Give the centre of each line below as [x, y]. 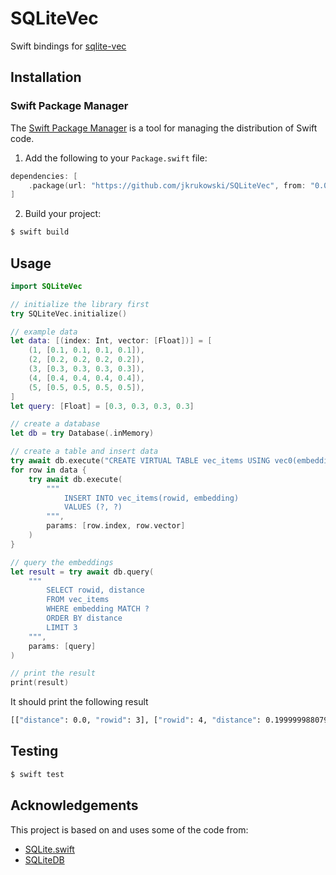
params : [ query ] [62, 646]
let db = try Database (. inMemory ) [82, 433]
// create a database [55, 424]
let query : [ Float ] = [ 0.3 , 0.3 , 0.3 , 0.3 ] [102, 406]
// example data [44, 332]
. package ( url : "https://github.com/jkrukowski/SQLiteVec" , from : [167, 185]
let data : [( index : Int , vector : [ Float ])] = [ [111, 341]
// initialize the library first [80, 304]
